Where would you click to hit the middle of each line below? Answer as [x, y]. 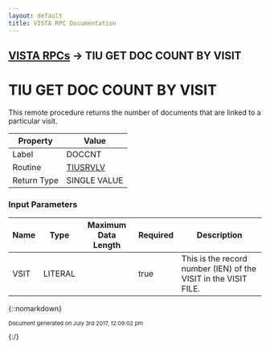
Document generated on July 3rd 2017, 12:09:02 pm [76, 323]
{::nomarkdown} [35, 309]
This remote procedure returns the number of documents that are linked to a [135, 112]
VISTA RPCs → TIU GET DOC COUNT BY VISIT [125, 56]
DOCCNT [84, 154]
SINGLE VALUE [95, 180]
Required [156, 235]
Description [219, 235]
